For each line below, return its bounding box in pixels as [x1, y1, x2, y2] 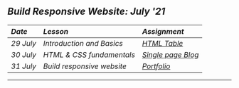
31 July [11, 61, 37, 71]
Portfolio [142, 61, 171, 71]
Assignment [142, 26, 184, 36]
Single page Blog [142, 49, 199, 59]
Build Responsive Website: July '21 [7, 6, 166, 18]
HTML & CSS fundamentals [43, 49, 135, 59]
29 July [11, 38, 37, 48]
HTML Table [142, 38, 184, 48]
